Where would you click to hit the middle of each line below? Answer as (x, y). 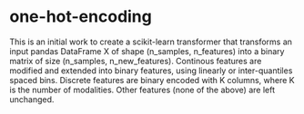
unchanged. (32, 99)
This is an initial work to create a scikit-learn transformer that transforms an (151, 42)
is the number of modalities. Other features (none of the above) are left (142, 90)
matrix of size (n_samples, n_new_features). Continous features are (136, 61)
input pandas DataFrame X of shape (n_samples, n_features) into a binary (147, 51)
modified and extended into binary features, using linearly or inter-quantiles (151, 71)
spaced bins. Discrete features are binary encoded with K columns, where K (152, 80)
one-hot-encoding (81, 17)
